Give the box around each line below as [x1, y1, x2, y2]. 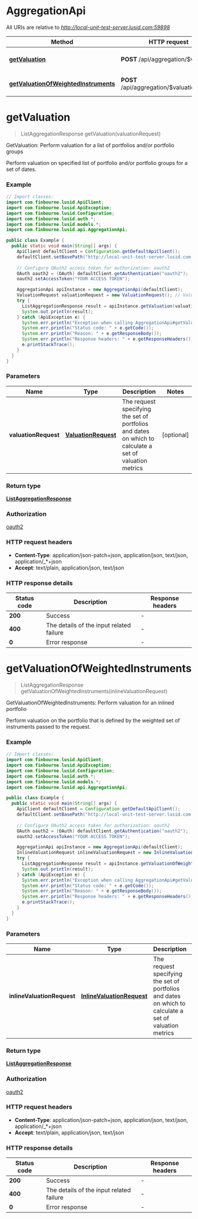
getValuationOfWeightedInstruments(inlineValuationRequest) [20, 687, 168, 694]
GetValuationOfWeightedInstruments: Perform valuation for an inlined [6, 699, 174, 706]
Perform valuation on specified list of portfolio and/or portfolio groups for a [6, 159, 188, 166]
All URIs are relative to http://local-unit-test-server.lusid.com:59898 [6, 24, 170, 31]
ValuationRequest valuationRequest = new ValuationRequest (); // [16, 292, 181, 298]
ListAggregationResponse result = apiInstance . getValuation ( [21, 303, 176, 309]
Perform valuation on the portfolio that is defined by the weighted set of [6, 717, 180, 724]
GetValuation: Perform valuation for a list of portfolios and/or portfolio [6, 141, 175, 148]
